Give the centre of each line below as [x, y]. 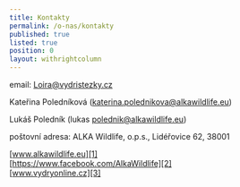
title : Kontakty [39, 17]
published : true [39, 34]
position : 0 [31, 51]
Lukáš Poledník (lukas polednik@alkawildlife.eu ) [98, 119]
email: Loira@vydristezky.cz [61, 85]
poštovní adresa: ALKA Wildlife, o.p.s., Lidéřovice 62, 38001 [120, 136]
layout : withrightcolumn [56, 59]
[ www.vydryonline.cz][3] [55, 173]
